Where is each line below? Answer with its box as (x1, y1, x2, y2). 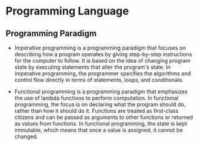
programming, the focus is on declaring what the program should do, (14, 101, 186, 108)
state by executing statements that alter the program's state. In (14, 63, 171, 71)
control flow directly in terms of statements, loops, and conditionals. (14, 77, 184, 83)
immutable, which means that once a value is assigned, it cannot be (14, 127, 183, 133)
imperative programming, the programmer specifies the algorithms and (14, 70, 191, 77)
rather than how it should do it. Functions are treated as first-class (14, 107, 179, 114)
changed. (14, 133, 39, 140)
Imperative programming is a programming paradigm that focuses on (14, 44, 186, 51)
